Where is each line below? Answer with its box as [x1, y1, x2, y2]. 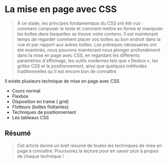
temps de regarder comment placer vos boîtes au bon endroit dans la [17, 36, 161, 42]
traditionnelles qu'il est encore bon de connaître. [17, 68, 118, 74]
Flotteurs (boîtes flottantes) [12, 104, 69, 110]
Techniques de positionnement [12, 109, 76, 115]
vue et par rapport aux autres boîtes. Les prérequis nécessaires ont [17, 41, 157, 47]
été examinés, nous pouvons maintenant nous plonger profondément [17, 47, 160, 53]
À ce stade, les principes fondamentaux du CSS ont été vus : [17, 20, 143, 26]
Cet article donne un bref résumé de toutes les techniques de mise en [17, 142, 162, 148]
